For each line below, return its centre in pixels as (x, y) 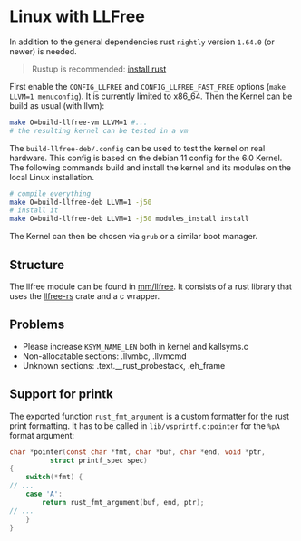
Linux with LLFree (77, 17)
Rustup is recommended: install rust (99, 69)
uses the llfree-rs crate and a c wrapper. (85, 296)
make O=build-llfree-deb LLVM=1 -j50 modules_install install (129, 219)
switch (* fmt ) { (54, 478)
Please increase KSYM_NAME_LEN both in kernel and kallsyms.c (136, 346)
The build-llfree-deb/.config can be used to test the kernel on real (137, 148)
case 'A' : (44, 494)
